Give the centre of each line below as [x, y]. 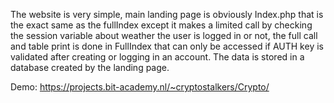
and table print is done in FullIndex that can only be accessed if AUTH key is [167, 46]
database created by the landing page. [90, 67]
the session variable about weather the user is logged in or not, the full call [164, 35]
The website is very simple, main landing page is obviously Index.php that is [167, 14]
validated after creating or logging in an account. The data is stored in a [157, 57]
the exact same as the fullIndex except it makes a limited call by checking [161, 25]
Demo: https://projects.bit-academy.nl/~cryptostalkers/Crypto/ [140, 87]
